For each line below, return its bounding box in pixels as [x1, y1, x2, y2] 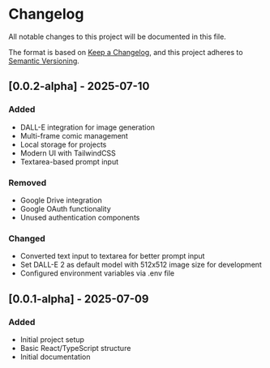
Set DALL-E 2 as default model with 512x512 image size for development [19, 260, 262, 270]
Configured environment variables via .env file [19, 268, 175, 278]
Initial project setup [19, 334, 85, 344]
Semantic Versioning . [8, 56, 79, 66]
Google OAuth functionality [19, 203, 111, 213]
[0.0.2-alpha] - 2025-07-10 [8, 79, 150, 93]
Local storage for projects [19, 139, 107, 149]
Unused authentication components [19, 212, 140, 222]
